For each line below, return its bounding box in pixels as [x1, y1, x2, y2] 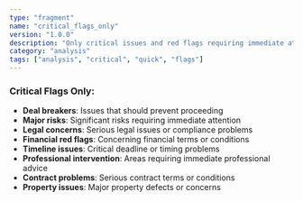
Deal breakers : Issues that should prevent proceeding [22, 105, 224, 116]
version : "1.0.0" [9, 30, 75, 39]
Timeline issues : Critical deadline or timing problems [22, 143, 220, 154]
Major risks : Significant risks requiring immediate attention [22, 114, 242, 126]
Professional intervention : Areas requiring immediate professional [22, 153, 271, 164]
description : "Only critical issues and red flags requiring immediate [9, 38, 284, 48]
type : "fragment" [9, 13, 75, 23]
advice [22, 163, 48, 174]
